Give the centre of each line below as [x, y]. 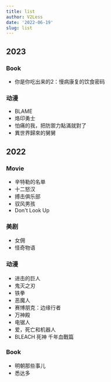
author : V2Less [25, 17]
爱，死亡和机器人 [35, 329]
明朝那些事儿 [30, 366]
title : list [20, 11]
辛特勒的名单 [30, 181]
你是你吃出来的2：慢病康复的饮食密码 [60, 81]
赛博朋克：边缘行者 [38, 307]
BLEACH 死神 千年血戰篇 [44, 336]
